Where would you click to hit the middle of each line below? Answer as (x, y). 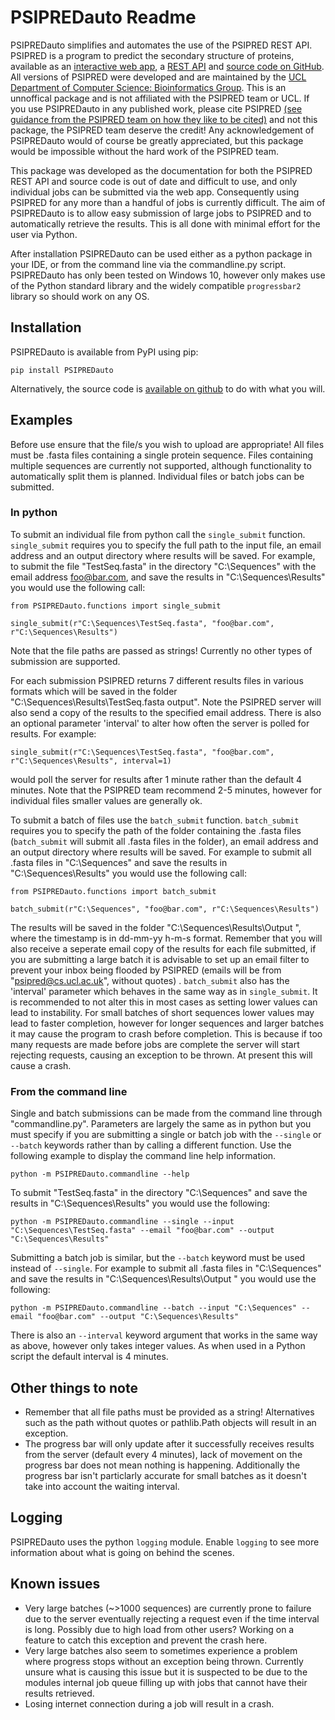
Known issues (55, 1584)
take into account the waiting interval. (102, 1486)
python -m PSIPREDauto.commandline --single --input (122, 1222)
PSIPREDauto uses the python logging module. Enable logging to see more (165, 1542)
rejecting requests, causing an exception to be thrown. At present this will (161, 1055)
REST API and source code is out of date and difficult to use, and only (154, 181)
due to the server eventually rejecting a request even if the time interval (172, 1618)
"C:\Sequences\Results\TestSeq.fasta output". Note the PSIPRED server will (166, 702)
